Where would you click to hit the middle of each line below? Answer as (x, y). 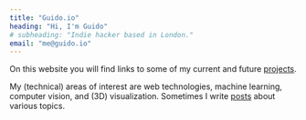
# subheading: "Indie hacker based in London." (102, 35)
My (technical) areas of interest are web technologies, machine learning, (146, 86)
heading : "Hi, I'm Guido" (58, 26)
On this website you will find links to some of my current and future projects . (153, 69)
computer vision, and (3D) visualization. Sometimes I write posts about (142, 96)
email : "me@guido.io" (51, 43)
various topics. (37, 106)
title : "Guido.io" (44, 18)
